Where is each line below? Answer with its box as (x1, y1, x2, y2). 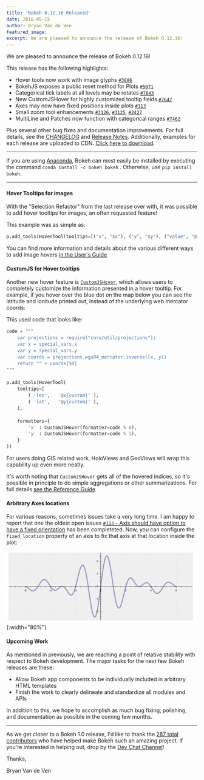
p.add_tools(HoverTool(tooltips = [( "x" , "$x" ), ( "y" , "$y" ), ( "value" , (6, 234, 189, 240)
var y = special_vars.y (17, 348, 78, 354)
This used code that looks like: (6, 316, 83, 323)
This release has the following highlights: (6, 64, 109, 72)
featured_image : (6, 29, 47, 35)
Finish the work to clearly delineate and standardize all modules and (15, 688, 186, 696)
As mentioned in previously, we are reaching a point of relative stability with (6, 651, 195, 658)
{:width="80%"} (6, 624, 47, 631)
